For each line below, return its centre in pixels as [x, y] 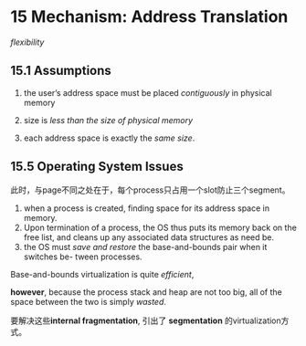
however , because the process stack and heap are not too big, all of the [146, 292]
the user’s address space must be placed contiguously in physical [148, 92]
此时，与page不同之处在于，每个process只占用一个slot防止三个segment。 [150, 190]
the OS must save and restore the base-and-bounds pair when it [145, 246]
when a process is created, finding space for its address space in [147, 208]
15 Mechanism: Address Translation [149, 17]
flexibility [27, 42]
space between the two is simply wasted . [89, 301]
